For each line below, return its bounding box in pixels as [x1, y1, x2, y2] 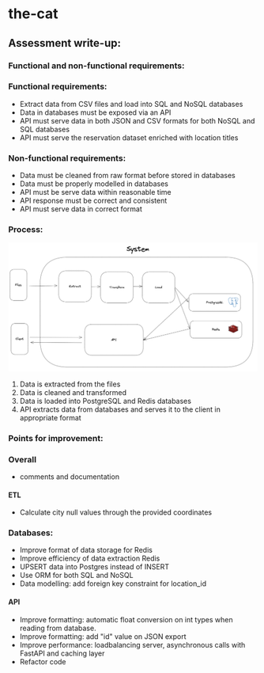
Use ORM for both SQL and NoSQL [19, 571, 134, 580]
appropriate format [19, 413, 81, 422]
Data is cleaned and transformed [19, 387, 127, 397]
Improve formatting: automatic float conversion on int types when [19, 614, 233, 624]
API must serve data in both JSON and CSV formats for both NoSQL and [19, 116, 255, 125]
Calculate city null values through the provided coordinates [19, 508, 212, 517]
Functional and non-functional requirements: [8, 60, 185, 71]
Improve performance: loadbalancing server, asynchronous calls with [19, 640, 246, 649]
